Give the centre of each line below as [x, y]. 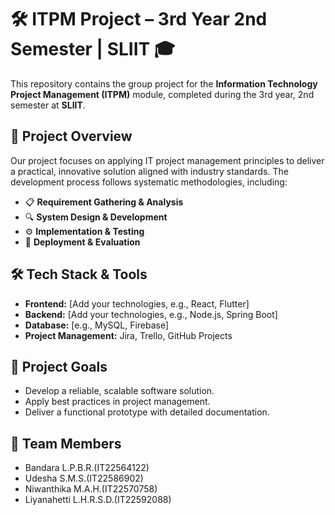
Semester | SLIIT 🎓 [93, 49]
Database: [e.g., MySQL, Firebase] [97, 325]
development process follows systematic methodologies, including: [149, 182]
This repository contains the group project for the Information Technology [164, 83]
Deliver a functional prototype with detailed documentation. [147, 412]
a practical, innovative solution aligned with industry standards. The [149, 171]
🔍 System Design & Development [96, 217]
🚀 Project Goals [59, 366]
